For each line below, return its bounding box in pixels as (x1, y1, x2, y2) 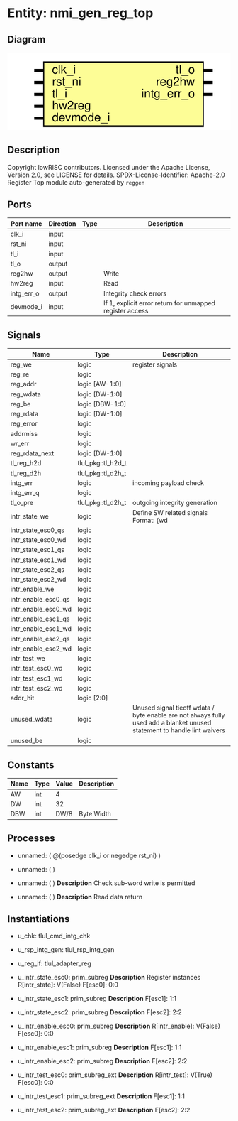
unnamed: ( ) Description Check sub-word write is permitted (17, 879, 195, 887)
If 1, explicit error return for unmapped (103, 298, 216, 307)
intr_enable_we (10, 585, 55, 594)
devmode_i (10, 303, 42, 311)
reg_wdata (10, 389, 41, 399)
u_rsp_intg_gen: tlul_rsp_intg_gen (17, 946, 115, 954)
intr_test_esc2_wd (10, 683, 63, 692)
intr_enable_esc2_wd (10, 644, 72, 653)
